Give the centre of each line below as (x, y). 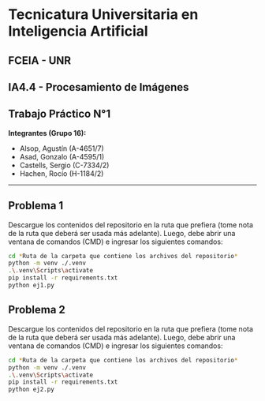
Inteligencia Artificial (78, 31)
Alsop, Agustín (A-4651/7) (62, 148)
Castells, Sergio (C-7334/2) (64, 165)
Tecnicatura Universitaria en (103, 15)
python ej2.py (32, 390)
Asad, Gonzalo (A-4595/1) (62, 156)
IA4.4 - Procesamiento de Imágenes (99, 87)
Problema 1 (36, 206)
